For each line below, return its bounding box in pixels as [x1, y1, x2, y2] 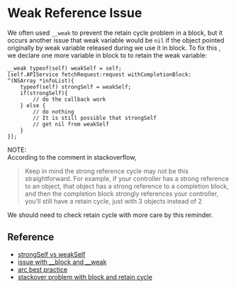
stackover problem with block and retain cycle [17, 272, 152, 281]
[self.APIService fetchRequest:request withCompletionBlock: [7, 71, 192, 78]
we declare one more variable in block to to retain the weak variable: [7, 51, 208, 60]
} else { [20, 101, 46, 109]
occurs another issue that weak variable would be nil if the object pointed [7, 35, 225, 44]
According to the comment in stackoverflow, [7, 153, 137, 161]
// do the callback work [33, 96, 106, 103]
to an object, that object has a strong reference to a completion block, [24, 182, 229, 190]
